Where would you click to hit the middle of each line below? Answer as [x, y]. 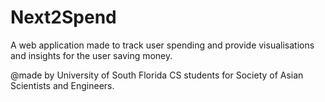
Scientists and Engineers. [62, 85]
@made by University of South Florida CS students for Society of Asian [157, 75]
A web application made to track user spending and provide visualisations [162, 45]
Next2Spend [63, 17]
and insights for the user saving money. [91, 55]
